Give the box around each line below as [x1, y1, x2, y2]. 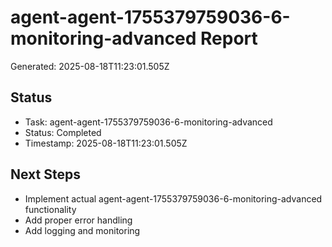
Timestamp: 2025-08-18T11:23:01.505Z [24, 137, 188, 149]
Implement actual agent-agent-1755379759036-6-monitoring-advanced [24, 192, 323, 205]
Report [200, 27, 258, 50]
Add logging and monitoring [24, 224, 141, 236]
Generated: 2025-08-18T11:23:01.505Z [10, 60, 170, 72]
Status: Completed [24, 126, 102, 138]
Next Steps [10, 166, 81, 183]
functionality [24, 203, 77, 215]
